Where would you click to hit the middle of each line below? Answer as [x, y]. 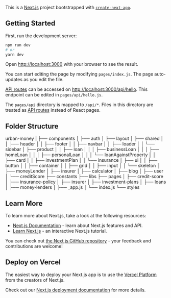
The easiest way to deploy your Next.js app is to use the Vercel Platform [81, 275]
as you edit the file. [44, 80]
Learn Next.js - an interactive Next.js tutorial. [60, 231]
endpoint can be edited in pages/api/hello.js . [54, 95]
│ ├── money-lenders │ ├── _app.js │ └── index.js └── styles [72, 187]
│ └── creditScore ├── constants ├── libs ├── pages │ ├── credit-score [84, 177]
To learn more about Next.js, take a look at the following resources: [76, 216]
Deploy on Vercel [33, 262]
